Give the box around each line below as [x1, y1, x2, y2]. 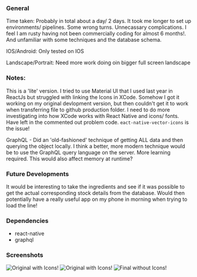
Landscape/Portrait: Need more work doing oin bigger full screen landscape [6, 59, 191, 66]
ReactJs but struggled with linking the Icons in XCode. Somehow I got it [6, 93, 180, 101]
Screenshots [6, 251, 44, 259]
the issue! [6, 125, 30, 132]
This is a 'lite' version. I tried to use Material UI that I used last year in [6, 87, 173, 94]
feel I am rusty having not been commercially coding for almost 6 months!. [6, 30, 186, 37]
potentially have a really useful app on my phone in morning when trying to [6, 196, 188, 203]
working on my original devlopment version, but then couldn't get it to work [6, 100, 189, 107]
